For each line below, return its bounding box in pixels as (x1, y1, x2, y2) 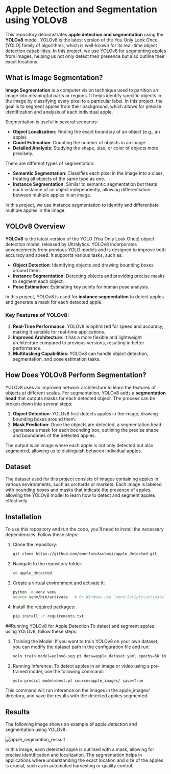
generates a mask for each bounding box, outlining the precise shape (12, 427, 159, 433)
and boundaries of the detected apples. (12, 432, 96, 438)
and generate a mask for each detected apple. (5, 299, 103, 305)
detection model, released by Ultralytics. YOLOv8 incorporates (5, 241, 137, 247)
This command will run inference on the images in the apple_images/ (5, 687, 150, 694)
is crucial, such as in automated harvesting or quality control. (5, 763, 134, 769)
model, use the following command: (29, 668, 104, 674)
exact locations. (5, 58, 39, 64)
